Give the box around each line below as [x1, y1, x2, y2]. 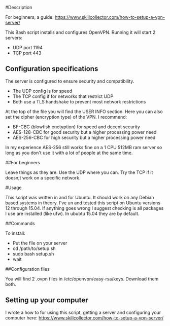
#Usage [5, 185, 22, 191]
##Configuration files [5, 266, 50, 272]
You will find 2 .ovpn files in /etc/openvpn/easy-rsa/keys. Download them [5, 276, 159, 282]
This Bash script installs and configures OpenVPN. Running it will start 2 [5, 29, 156, 35]
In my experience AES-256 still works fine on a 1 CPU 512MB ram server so [5, 144, 162, 150]
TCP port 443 [12, 50, 42, 56]
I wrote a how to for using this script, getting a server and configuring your [5, 309, 161, 315]
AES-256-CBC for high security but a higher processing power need [12, 134, 156, 140]
